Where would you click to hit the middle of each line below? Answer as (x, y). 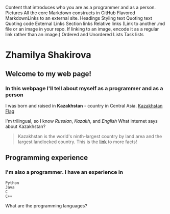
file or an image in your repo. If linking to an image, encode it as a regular (82, 29)
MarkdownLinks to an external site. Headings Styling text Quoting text (79, 18)
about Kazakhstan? (26, 126)
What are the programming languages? (46, 205)
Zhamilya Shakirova (48, 55)
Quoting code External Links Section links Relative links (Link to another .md (85, 23)
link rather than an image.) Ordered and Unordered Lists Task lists (75, 34)
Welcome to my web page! (48, 74)
